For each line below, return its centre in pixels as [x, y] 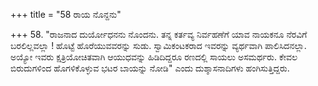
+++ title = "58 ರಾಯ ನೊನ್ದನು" [66, 14]
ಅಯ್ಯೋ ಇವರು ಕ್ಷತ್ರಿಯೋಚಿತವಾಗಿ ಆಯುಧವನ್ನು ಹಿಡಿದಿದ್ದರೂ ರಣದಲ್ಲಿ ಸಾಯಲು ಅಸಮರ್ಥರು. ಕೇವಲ [154, 57]
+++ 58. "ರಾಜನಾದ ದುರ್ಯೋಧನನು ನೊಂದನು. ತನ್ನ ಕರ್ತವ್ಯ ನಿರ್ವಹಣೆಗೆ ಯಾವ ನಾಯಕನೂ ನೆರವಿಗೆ [159, 34]
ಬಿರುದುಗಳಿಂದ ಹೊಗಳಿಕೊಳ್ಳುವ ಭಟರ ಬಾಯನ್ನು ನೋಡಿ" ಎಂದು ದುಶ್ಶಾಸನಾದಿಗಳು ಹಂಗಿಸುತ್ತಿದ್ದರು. [150, 68]
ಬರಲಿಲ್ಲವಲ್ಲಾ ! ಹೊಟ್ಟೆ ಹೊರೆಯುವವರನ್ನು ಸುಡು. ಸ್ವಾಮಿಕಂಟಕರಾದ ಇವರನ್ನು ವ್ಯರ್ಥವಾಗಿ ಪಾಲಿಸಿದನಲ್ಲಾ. [158, 45]
